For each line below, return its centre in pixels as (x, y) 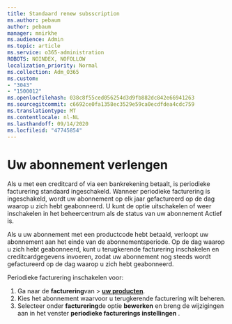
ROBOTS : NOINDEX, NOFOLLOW (46, 59)
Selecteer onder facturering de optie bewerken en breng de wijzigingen (121, 306)
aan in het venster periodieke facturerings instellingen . (99, 314)
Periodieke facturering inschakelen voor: (65, 278)
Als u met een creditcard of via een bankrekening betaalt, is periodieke (109, 184)
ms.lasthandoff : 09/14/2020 (48, 124)
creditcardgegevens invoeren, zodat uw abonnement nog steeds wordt (109, 257)
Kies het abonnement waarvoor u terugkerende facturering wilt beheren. (122, 299)
